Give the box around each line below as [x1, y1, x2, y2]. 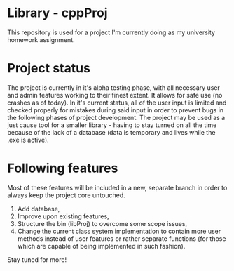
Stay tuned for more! [7, 255, 67, 264]
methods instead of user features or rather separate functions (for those [17, 234, 226, 243]
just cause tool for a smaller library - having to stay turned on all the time [7, 121, 217, 129]
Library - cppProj [7, 5, 108, 21]
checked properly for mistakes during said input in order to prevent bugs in [7, 105, 224, 114]
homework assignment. [7, 35, 75, 44]
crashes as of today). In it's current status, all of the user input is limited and [7, 98, 227, 107]
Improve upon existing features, [17, 212, 110, 220]
